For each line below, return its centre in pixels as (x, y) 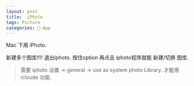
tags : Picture (23, 22)
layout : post (22, 11)
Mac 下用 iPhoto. (26, 45)
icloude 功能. (36, 77)
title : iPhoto (25, 17)
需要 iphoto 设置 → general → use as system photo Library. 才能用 (100, 70)
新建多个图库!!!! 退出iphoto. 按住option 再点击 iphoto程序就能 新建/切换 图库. (97, 58)
